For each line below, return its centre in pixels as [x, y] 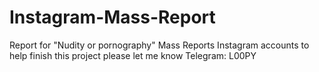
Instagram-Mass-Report [112, 17]
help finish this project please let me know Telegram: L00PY [133, 55]
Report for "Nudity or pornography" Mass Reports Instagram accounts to [159, 45]
